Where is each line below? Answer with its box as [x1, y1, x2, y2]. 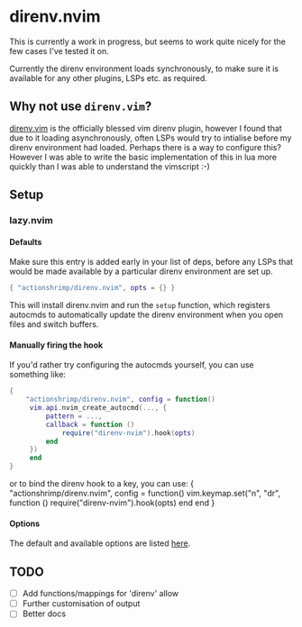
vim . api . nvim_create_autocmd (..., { [29, 404, 168, 413]
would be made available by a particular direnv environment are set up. [9, 266, 273, 277]
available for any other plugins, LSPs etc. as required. [9, 72, 207, 83]
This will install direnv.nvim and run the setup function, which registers [9, 300, 270, 311]
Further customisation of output [22, 598, 141, 609]
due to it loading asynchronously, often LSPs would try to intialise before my [9, 132, 292, 143]
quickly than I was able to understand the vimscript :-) [9, 160, 210, 172]
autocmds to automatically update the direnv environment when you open [9, 309, 284, 321]
